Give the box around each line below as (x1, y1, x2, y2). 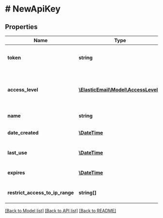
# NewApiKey (5, 3, 61, 15)
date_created (7, 129, 39, 136)
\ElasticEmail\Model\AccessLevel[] (78, 86, 162, 93)
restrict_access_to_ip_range (7, 189, 74, 196)
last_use (7, 149, 28, 156)
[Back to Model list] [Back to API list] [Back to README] (5, 208, 116, 214)
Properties (5, 23, 38, 31)
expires (7, 170, 25, 176)
